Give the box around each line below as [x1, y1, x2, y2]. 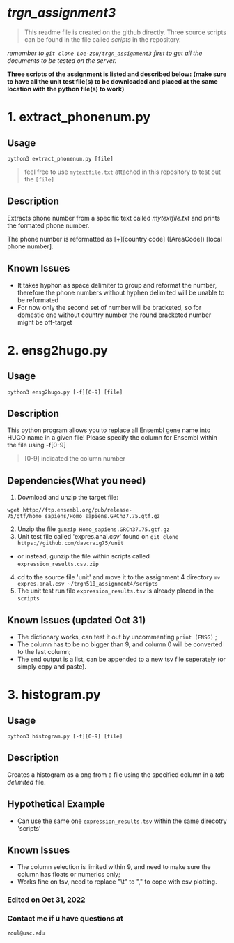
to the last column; [17, 648, 71, 655]
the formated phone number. [7, 221, 90, 230]
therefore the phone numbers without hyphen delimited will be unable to [17, 288, 225, 297]
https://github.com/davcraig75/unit [17, 540, 124, 547]
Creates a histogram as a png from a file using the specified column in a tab [7, 770, 225, 779]
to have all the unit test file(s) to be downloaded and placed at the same [7, 77, 218, 85]
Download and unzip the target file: [17, 493, 118, 502]
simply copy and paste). [17, 662, 87, 671]
